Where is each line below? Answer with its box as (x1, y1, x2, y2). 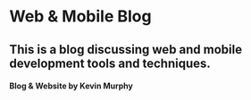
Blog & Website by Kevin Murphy (9, 80, 134, 91)
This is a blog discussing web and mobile (9, 42, 243, 57)
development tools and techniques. (9, 55, 212, 71)
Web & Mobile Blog (9, 6, 152, 27)
